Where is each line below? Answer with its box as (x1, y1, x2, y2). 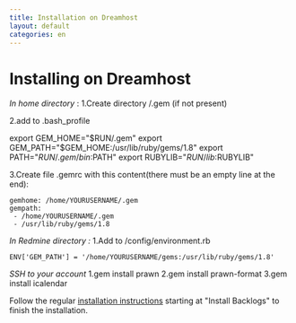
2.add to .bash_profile (9, 116, 91, 127)
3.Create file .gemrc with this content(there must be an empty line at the (9, 170, 275, 180)
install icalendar (9, 278, 68, 289)
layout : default (9, 22, 70, 31)
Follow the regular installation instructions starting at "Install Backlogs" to (9, 295, 280, 306)
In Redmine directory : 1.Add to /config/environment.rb (9, 235, 211, 247)
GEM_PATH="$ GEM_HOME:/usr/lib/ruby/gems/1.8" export (9, 143, 223, 153)
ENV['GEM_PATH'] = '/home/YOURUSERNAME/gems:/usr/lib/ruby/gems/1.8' (9, 253, 275, 262)
